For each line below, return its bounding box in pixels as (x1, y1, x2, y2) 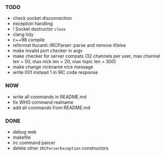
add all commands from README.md (12, 105, 91, 111)
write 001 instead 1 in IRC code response (12, 69, 98, 75)
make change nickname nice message (12, 64, 93, 70)
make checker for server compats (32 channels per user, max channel (12, 53, 160, 59)
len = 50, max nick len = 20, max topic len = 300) (12, 59, 116, 65)
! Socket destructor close (12, 26, 66, 32)
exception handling (12, 20, 53, 27)
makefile (12, 134, 31, 140)
